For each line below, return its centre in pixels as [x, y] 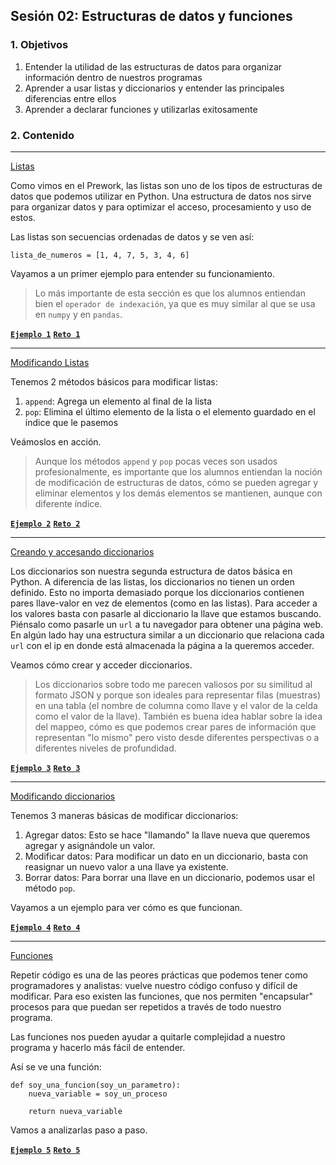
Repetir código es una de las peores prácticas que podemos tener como [159, 975]
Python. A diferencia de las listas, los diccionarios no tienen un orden [152, 581]
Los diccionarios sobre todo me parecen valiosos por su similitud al [173, 684]
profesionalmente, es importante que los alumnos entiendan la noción [178, 471]
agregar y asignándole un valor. [90, 845]
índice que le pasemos [71, 422]
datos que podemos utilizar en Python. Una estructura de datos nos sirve [161, 196]
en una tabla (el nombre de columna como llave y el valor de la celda [176, 705]
